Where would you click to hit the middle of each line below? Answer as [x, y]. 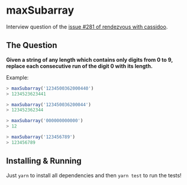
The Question [32, 45]
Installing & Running [44, 161]
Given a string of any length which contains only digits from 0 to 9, [90, 59]
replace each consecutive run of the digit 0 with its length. [79, 66]
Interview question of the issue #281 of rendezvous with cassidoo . [87, 27]
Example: [17, 77]
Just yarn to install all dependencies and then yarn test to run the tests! [94, 175]
